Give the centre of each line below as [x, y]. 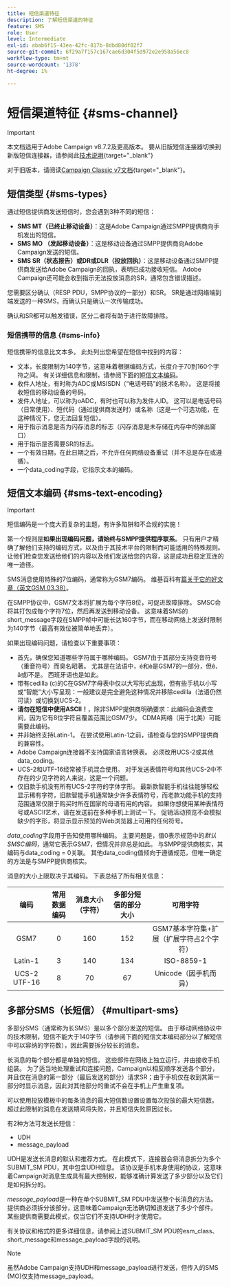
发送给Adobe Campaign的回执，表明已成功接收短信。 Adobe [115, 270]
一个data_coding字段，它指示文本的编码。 [77, 469]
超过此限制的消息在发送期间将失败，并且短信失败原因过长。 [91, 1109]
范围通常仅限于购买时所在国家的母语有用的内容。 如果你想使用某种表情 [117, 804]
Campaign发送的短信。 [49, 252]
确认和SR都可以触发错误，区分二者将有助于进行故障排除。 [89, 316]
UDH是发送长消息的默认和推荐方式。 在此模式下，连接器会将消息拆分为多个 [114, 1159]
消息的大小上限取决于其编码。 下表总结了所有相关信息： [86, 876]
